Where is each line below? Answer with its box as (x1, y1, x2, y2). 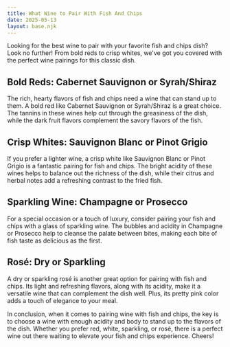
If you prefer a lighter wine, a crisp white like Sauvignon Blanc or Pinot (7, 155, 206, 162)
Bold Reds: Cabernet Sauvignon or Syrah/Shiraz (7, 76, 218, 88)
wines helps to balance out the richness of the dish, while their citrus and (7, 169, 214, 177)
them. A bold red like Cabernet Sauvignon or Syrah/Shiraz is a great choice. (7, 102, 222, 110)
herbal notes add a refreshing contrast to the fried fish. (7, 177, 163, 184)
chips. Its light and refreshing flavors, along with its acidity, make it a (7, 282, 201, 290)
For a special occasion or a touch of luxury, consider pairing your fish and (7, 214, 216, 223)
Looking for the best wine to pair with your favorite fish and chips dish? (7, 42, 208, 50)
